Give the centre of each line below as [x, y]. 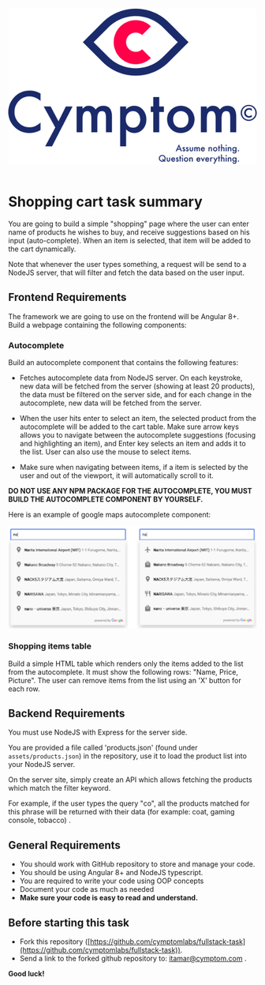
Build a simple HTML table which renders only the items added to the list [126, 664]
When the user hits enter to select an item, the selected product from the [138, 419]
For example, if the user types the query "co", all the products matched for [129, 803]
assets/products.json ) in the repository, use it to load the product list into [127, 756]
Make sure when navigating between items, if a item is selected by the [134, 468]
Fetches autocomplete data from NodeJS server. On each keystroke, [131, 378]
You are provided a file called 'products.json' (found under [103, 748]
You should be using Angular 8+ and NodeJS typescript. [111, 873]
